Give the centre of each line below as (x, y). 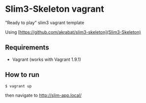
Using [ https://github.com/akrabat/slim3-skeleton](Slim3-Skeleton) (73, 32)
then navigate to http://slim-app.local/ (44, 95)
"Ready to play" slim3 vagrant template (45, 23)
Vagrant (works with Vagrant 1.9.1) (46, 59)
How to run (22, 75)
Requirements (27, 48)
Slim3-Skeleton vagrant (55, 9)
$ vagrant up (18, 86)
